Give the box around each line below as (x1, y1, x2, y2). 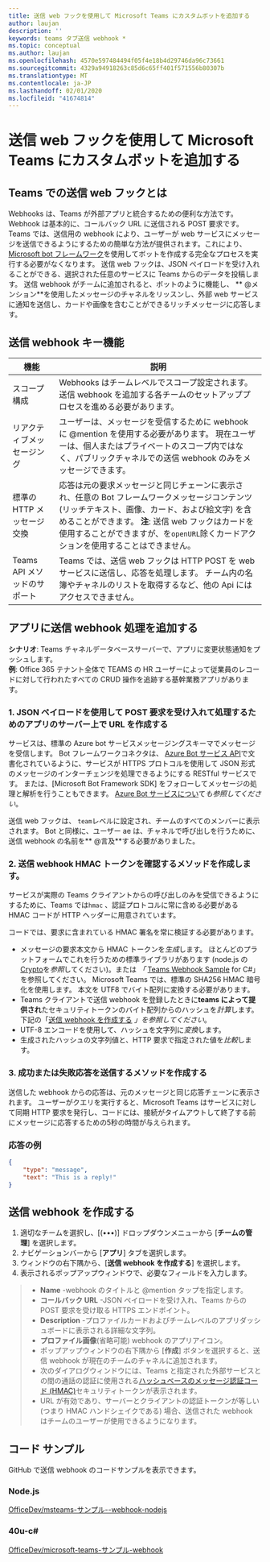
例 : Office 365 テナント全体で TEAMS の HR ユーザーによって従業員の (8, 664, 239, 673)
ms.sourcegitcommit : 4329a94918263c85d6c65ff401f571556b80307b (8, 64, 225, 73)
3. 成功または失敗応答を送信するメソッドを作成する (8, 1067, 207, 1079)
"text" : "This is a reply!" (22, 1173, 117, 1181)
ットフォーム (19, 955, 63, 964)
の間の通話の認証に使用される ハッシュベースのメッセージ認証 (39, 1376, 244, 1386)
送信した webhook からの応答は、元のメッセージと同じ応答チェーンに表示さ (8, 1087, 261, 1096)
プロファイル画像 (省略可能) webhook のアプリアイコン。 (39, 1336, 227, 1345)
